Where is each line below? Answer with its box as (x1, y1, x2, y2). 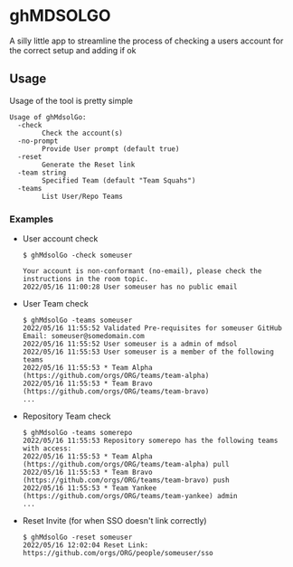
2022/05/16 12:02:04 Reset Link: (22, 541, 149, 550)
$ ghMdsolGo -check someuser (22, 250, 133, 260)
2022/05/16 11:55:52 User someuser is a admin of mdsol (22, 340, 238, 349)
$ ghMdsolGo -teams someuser (22, 316, 133, 326)
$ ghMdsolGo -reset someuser (22, 533, 133, 543)
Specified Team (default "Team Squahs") (42, 175, 196, 185)
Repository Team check (22, 411, 111, 421)
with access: (22, 444, 72, 453)
